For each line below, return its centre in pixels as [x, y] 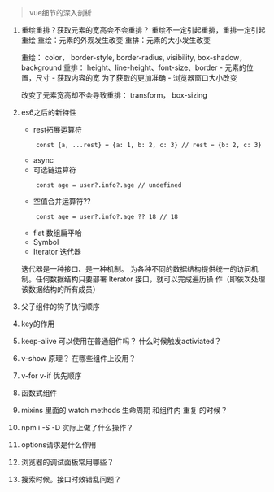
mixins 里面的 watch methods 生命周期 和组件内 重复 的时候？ [124, 410]
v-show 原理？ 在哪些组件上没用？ [78, 358]
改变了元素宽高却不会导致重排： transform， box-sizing [114, 95]
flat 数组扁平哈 [57, 233]
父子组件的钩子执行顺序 [60, 307]
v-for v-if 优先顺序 [51, 376]
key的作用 [38, 324]
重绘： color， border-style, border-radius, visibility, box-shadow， [134, 57]
